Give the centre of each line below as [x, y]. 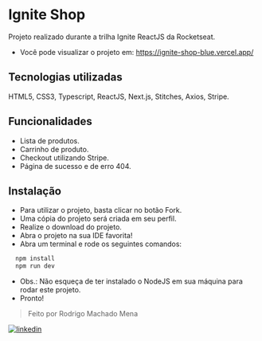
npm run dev [35, 266]
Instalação [35, 191]
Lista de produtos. [49, 140]
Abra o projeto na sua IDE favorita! [76, 236]
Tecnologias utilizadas [65, 77]
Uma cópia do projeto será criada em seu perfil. [98, 219]
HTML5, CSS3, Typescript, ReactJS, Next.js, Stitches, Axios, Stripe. [119, 96]
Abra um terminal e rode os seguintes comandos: [100, 244]
